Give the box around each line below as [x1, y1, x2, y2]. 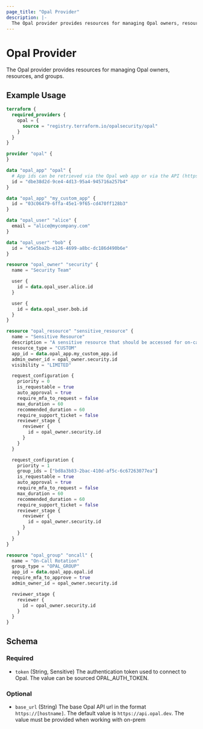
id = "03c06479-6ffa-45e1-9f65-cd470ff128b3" [11, 201, 129, 207]
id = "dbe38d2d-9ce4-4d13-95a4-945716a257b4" [11, 178, 129, 185]
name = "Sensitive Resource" [11, 334, 85, 340]
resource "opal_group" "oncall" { [6, 552, 94, 558]
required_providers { [11, 112, 66, 118]
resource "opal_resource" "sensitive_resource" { [6, 328, 134, 335]
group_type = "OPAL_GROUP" [11, 563, 80, 569]
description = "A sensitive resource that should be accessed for [11, 339, 182, 345]
